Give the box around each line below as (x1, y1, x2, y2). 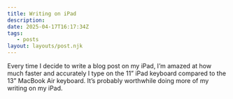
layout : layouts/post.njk (7, 43, 83, 49)
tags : (7, 29, 23, 37)
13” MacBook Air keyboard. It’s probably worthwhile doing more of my (7, 77, 209, 84)
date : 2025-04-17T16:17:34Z (7, 23, 90, 30)
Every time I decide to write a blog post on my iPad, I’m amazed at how (7, 62, 212, 70)
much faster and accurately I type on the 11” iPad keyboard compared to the (7, 69, 226, 77)
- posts (16, 36, 39, 43)
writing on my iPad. (7, 84, 63, 92)
